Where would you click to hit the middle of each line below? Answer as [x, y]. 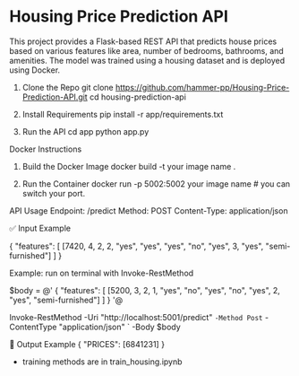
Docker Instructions [46, 149]
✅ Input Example [40, 228]
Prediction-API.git [55, 97]
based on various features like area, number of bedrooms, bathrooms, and [146, 50]
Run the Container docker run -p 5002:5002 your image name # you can [156, 184]
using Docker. [35, 70]
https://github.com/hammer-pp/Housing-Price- [202, 87]
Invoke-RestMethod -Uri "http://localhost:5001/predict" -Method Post [136, 317]
